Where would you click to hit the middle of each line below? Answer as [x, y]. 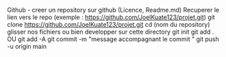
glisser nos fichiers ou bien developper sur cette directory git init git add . [111, 32]
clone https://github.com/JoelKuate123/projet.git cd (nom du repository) [109, 24]
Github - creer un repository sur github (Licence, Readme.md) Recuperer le [113, 10]
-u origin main [27, 46]
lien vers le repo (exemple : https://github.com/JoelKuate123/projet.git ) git [111, 17]
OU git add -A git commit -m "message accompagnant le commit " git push [113, 39]
